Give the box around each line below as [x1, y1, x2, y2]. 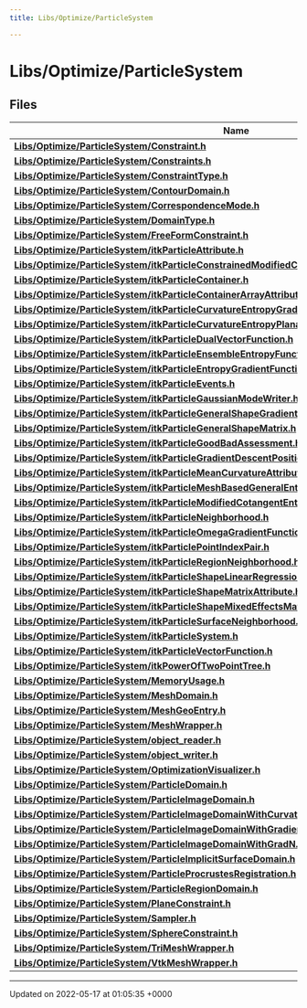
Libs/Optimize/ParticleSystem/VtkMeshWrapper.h [14, 956, 238, 969]
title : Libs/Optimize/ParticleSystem [9, 13, 153, 23]
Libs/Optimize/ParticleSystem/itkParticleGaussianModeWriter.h [14, 392, 300, 405]
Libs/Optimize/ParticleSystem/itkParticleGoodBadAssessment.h [14, 436, 302, 449]
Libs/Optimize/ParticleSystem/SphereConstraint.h [14, 927, 238, 939]
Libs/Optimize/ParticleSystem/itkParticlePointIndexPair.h [14, 540, 270, 553]
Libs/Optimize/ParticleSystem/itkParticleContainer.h [14, 273, 249, 286]
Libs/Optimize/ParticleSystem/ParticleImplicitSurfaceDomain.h [14, 852, 296, 865]
